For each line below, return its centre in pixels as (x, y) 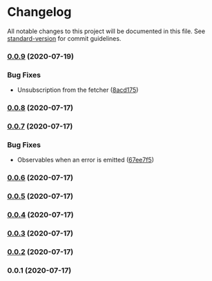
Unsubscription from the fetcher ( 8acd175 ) (78, 90)
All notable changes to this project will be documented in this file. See (106, 31)
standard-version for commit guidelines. (64, 38)
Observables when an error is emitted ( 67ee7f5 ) (85, 160)
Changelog (39, 12)
